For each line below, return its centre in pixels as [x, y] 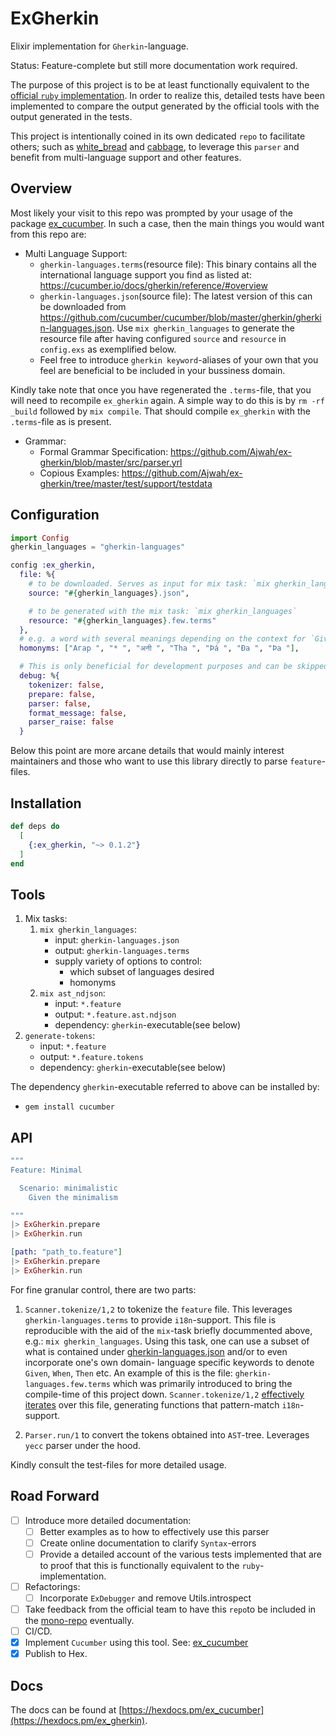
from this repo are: [48, 234]
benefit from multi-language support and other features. [126, 157]
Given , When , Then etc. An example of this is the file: [128, 1373]
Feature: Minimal [46, 1170]
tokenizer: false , [66, 685]
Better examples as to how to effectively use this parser [154, 1531]
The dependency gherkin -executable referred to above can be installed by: [165, 1087]
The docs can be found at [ [66, 1710]
